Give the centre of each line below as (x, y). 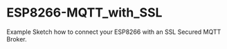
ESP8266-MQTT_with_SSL (84, 13)
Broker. (17, 39)
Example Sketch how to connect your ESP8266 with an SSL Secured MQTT (114, 32)
